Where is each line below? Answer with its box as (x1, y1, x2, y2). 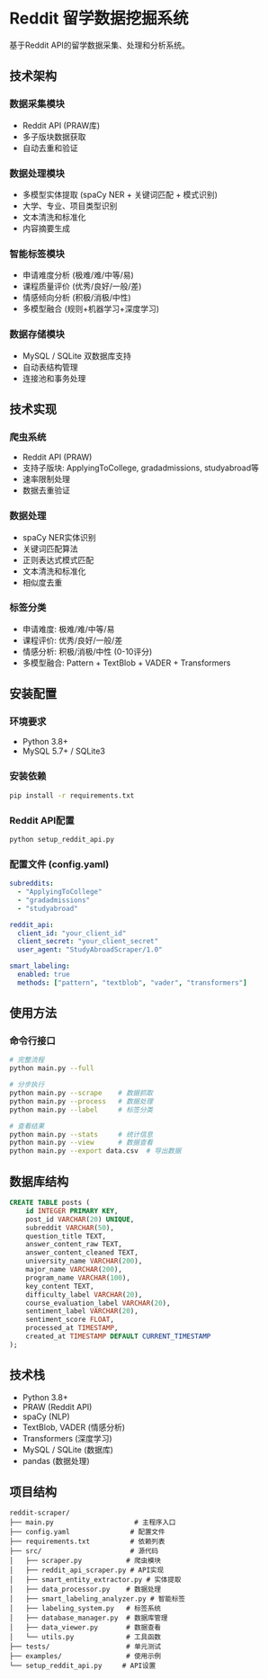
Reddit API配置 (9, 814, 75, 826)
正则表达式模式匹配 (22, 554, 94, 565)
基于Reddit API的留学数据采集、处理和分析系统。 (9, 40, 191, 50)
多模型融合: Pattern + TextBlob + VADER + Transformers (22, 657, 231, 668)
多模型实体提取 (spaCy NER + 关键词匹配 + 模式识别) (22, 189, 219, 200)
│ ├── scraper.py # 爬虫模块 (9, 1557, 162, 1566)
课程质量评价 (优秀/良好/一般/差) (22, 281, 142, 292)
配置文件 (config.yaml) (9, 858, 110, 871)
